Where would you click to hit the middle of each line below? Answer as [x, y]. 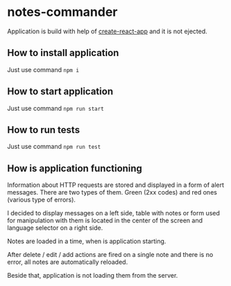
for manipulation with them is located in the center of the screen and [105, 221]
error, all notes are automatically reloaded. [68, 262]
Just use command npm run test [54, 147]
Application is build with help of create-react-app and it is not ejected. [108, 31]
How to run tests [44, 130]
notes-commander [62, 12]
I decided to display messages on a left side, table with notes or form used [114, 213]
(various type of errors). [42, 200]
